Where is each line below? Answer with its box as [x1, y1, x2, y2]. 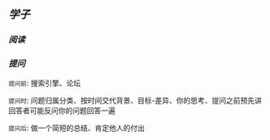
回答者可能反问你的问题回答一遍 [8, 105, 115, 116]
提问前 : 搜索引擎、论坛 [8, 78, 81, 88]
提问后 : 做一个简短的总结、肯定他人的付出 [8, 123, 145, 133]
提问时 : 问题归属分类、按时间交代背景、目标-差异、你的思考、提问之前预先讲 [8, 95, 263, 105]
